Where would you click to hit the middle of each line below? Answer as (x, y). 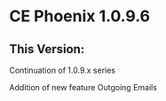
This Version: (47, 49)
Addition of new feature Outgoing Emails (83, 87)
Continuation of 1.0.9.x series (62, 70)
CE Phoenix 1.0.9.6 (80, 16)
